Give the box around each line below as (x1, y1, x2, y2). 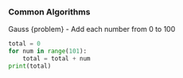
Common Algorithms (8, 6, 91, 18)
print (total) (8, 62, 52, 70)
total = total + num (22, 55, 91, 63)
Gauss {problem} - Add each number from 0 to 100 (8, 25, 176, 34)
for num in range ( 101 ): (8, 47, 88, 56)
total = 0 (8, 40, 41, 48)
